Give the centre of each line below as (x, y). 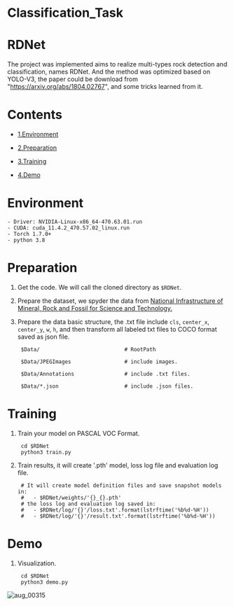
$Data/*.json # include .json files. (107, 386)
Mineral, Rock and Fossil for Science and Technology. (95, 308)
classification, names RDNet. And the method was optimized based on (109, 72)
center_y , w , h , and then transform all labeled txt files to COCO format (117, 329)
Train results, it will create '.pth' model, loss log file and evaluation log (118, 465)
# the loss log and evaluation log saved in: (88, 504)
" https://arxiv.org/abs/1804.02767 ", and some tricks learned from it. (105, 87)
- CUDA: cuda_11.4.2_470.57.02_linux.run (69, 228)
